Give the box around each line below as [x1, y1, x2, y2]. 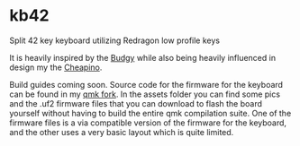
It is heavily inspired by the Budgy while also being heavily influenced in [9, 52, 277, 63]
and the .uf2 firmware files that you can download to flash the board [9, 98, 263, 108]
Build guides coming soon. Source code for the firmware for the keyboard [9, 79, 284, 90]
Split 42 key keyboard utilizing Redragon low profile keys [9, 35, 221, 46]
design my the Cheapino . [9, 62, 103, 73]
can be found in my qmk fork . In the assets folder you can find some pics [9, 89, 281, 99]
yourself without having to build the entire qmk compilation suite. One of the [9, 107, 292, 118]
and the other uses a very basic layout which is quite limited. [9, 126, 234, 137]
